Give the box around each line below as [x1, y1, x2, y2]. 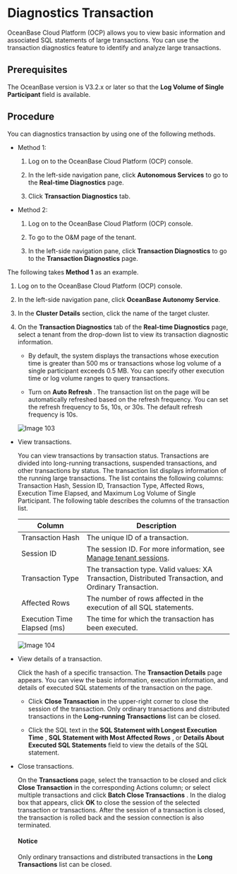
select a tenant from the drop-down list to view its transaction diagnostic [17, 330, 229, 339]
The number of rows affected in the [86, 593, 204, 603]
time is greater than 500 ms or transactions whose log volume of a [28, 359, 221, 367]
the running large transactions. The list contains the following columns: [17, 474, 224, 482]
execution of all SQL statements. [86, 602, 194, 612]
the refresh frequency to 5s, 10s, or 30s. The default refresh [28, 402, 203, 411]
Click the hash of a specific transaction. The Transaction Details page [17, 668, 222, 677]
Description [136, 520, 177, 530]
